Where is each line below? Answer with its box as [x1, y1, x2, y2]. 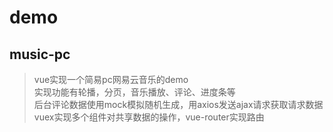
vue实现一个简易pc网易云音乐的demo [33, 74, 189, 85]
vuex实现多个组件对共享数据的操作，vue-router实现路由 [33, 111, 265, 123]
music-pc [9, 46, 71, 63]
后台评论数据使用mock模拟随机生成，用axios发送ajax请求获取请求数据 [33, 99, 324, 110]
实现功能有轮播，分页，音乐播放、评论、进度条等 [33, 86, 236, 98]
